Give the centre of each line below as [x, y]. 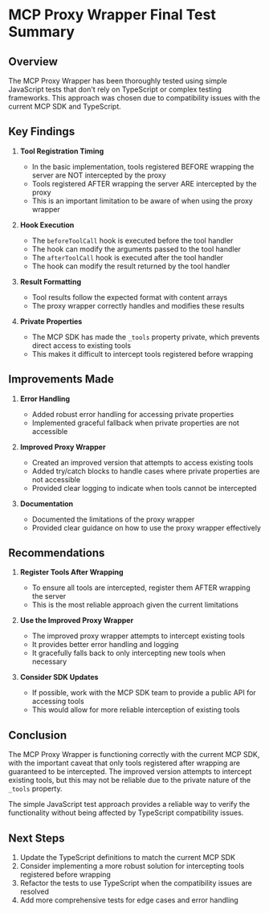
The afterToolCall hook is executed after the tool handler [127, 257]
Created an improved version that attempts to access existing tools [143, 462]
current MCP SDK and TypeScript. [65, 106]
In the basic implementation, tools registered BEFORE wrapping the [143, 166]
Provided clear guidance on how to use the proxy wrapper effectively [146, 527]
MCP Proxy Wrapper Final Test [112, 15]
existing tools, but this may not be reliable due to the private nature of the [130, 780]
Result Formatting [51, 281]
